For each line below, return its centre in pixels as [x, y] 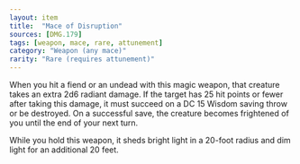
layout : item [34, 17]
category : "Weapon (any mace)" [68, 51]
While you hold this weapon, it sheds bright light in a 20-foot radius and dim [150, 140]
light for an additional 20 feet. [64, 150]
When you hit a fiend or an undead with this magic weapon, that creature [145, 85]
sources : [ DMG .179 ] [46, 34]
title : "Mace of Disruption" [66, 26]
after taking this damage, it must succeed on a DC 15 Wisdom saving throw [149, 104]
